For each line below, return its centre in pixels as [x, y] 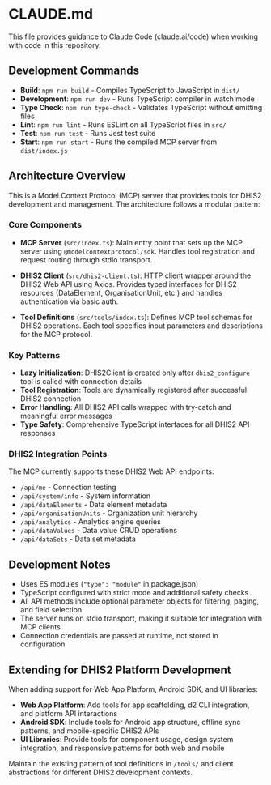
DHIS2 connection [51, 399]
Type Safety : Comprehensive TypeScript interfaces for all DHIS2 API [135, 424]
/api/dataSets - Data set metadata [78, 539]
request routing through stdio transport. [86, 259]
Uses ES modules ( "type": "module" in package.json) [109, 584]
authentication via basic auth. [69, 301]
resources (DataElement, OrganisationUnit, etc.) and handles [121, 292]
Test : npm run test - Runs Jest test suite [88, 133]
